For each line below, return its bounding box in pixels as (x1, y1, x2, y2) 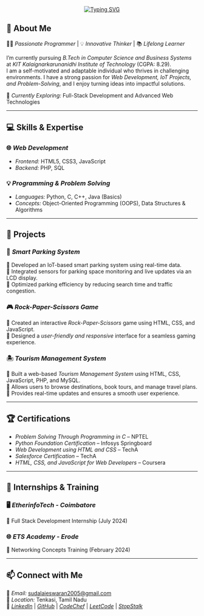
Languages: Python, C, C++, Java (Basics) (15, 193, 123, 200)
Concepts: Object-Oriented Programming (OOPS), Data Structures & (15, 199, 186, 207)
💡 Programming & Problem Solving (6, 179, 110, 188)
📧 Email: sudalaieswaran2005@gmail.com (6, 589, 112, 597)
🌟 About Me (6, 23, 52, 34)
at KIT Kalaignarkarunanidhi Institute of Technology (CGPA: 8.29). (6, 60, 172, 68)
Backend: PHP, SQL (15, 164, 65, 171)
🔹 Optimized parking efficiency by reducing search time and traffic (6, 281, 173, 288)
